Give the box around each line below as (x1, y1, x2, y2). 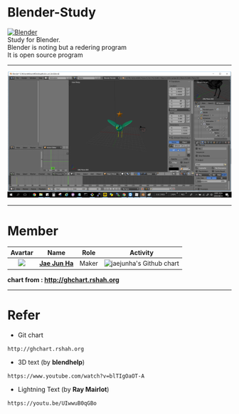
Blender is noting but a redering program (7, 43, 127, 51)
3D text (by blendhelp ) (17, 358, 85, 366)
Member (7, 222, 59, 239)
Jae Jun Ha (38, 259, 74, 268)
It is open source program (7, 51, 83, 59)
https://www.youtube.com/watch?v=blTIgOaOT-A (7, 372, 144, 380)
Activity (129, 248, 154, 257)
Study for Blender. (7, 35, 60, 43)
